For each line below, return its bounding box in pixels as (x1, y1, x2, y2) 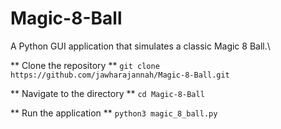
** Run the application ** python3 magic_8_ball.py (10, 107, 218, 119)
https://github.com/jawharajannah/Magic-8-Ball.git (10, 70, 230, 80)
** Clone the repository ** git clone (10, 59, 160, 71)
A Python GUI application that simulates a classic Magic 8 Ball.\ (10, 40, 271, 52)
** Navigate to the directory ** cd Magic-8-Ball (10, 87, 205, 99)
